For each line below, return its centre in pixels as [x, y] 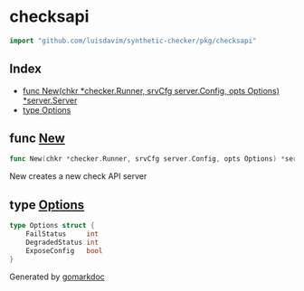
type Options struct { [52, 226]
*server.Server [50, 100]
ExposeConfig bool [64, 250]
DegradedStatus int [62, 242]
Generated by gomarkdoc [57, 277]
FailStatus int [62, 234]
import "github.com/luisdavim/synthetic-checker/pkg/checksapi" [133, 41]
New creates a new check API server [78, 176]
